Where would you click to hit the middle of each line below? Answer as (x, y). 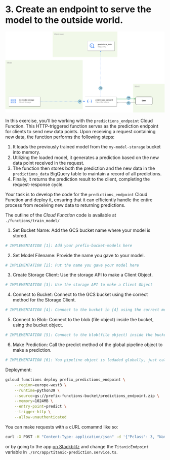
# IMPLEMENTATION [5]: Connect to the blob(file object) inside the (79, 335)
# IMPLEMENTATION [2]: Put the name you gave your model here (72, 265)
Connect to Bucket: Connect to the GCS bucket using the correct (80, 295)
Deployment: (18, 370)
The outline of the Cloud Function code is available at (61, 215)
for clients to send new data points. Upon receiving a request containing (80, 131)
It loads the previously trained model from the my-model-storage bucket (87, 146)
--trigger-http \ (33, 412)
